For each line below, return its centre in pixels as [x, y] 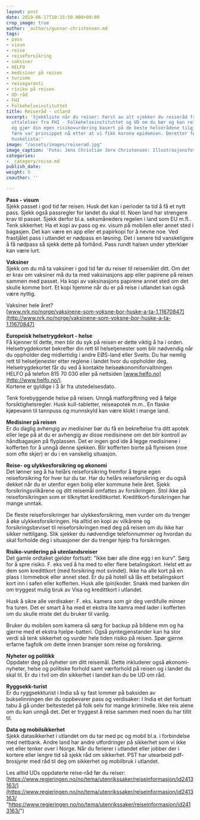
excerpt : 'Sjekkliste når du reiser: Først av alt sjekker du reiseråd [97, 117]
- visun [16, 45]
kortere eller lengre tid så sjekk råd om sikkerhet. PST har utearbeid [89, 754]
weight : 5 [18, 172]
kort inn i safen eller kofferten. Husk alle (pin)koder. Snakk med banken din [98, 583]
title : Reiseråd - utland [38, 111]
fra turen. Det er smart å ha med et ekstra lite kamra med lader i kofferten [96, 607]
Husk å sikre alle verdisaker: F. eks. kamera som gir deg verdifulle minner [96, 601]
